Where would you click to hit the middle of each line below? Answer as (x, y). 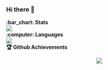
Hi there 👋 (21, 9)
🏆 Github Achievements (37, 47)
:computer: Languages (35, 34)
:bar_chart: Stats (27, 23)
